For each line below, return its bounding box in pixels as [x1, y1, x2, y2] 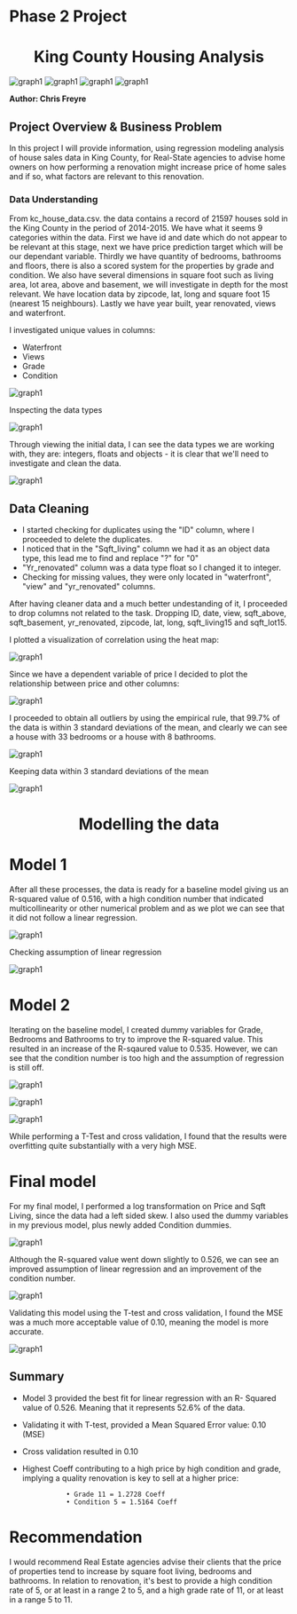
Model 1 [9, 855, 67, 875]
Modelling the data [78, 814, 220, 835]
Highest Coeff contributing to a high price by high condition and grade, [21, 1463, 282, 1474]
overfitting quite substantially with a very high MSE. [9, 1141, 198, 1151]
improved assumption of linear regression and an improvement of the [9, 1263, 262, 1275]
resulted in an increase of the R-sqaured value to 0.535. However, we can [9, 1043, 278, 1054]
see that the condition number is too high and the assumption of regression [9, 1053, 285, 1064]
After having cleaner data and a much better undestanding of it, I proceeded [9, 598, 288, 609]
